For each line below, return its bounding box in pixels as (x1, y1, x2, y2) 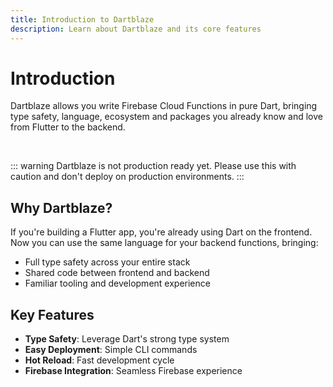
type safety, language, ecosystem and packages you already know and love (10, 111, 323, 123)
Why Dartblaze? (10, 199, 113, 216)
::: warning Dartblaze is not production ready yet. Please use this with (10, 160, 297, 172)
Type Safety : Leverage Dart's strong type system (24, 333, 230, 345)
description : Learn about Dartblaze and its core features (10, 24, 262, 34)
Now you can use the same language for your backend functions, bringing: (10, 237, 319, 249)
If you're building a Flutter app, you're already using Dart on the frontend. (10, 226, 313, 238)
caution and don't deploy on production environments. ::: (10, 171, 245, 183)
